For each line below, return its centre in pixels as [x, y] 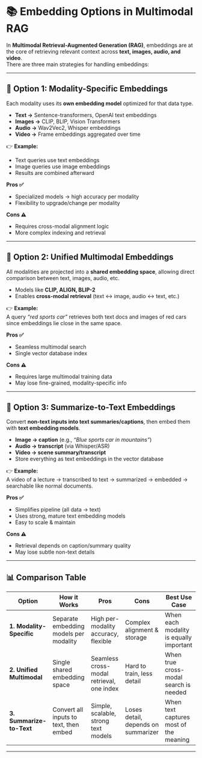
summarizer [142, 732]
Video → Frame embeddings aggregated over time [78, 134]
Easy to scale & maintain [45, 522]
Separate [65, 619]
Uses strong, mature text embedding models [70, 516]
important [179, 645]
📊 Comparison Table [46, 577]
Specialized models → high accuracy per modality [77, 197]
